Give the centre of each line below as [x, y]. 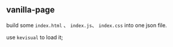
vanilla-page [31, 10]
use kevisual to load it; [35, 37]
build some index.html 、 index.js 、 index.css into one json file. [87, 25]
